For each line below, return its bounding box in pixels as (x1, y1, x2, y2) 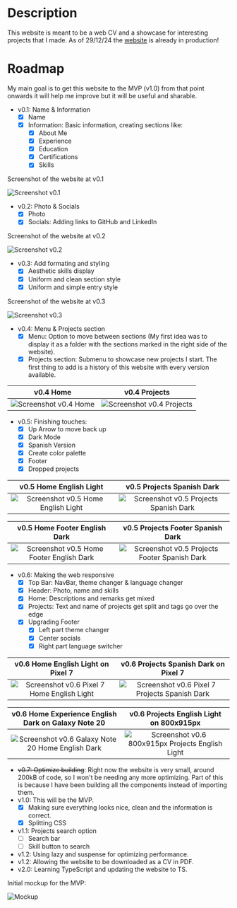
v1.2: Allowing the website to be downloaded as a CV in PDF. (17, 857, 194, 866)
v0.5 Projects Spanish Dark (126, 482, 220, 492)
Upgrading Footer (28, 617, 80, 627)
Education (38, 145, 68, 153)
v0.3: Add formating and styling (17, 260, 110, 268)
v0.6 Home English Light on (14, 659, 109, 669)
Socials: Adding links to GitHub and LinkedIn (28, 218, 157, 226)
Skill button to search (28, 842, 90, 850)
